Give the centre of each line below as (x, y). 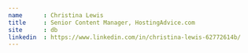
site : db (33, 30)
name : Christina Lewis (56, 15)
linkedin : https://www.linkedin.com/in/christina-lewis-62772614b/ (125, 37)
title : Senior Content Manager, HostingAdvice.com (102, 23)
